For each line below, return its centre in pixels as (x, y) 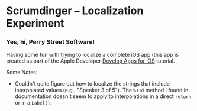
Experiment (35, 23)
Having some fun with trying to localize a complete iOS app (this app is (93, 55)
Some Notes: (22, 73)
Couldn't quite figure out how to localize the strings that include (92, 84)
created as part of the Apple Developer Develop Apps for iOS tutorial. (91, 61)
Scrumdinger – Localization (75, 11)
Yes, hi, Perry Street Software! (51, 42)
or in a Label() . (33, 103)
